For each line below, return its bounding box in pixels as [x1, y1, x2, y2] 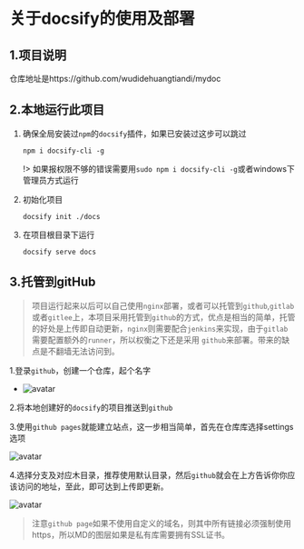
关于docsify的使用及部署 [9, 8, 195, 29]
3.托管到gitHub [9, 274, 96, 290]
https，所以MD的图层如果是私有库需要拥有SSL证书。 [31, 529, 230, 540]
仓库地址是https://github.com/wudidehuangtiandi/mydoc [9, 74, 221, 84]
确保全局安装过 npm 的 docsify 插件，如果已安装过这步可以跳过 [22, 128, 247, 139]
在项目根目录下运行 [22, 229, 95, 240]
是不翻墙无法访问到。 [39, 345, 120, 356]
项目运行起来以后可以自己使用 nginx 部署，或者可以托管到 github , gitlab [31, 300, 295, 311]
